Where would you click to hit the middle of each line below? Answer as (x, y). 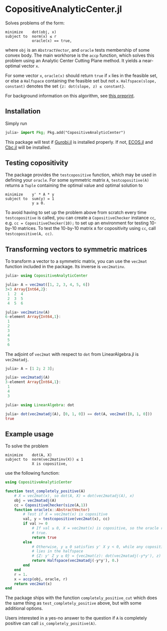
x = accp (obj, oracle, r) (41, 579)
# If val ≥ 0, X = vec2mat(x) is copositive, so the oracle (95, 528)
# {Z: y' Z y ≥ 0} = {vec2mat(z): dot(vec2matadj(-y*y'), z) (96, 556)
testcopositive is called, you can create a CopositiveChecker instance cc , (81, 218)
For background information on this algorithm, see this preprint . (70, 96)
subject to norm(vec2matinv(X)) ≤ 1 (44, 460)
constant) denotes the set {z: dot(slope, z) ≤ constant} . (65, 86)
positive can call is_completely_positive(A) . (51, 624)
